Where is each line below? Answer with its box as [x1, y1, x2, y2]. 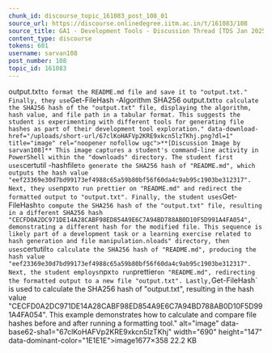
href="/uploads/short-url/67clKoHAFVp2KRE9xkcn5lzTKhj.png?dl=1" [8, 132, 233, 140]
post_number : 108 [8, 57, 67, 65]
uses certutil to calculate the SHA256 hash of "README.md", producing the [8, 244, 257, 254]
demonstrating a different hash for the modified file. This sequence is [8, 223, 263, 231]
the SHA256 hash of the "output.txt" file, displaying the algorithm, [8, 103, 252, 111]
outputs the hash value [8, 169, 89, 177]
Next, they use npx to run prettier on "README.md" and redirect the [8, 183, 242, 192]
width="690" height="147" [173, 326, 263, 336]
